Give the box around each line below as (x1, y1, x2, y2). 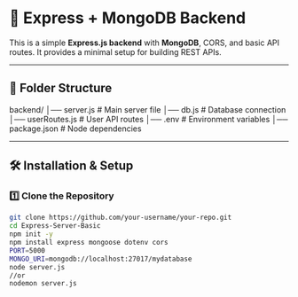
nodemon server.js (9, 279, 77, 288)
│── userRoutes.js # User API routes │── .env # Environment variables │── (9, 113, 288, 124)
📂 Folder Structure (9, 81, 113, 96)
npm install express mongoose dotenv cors (9, 238, 169, 247)
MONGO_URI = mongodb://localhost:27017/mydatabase (9, 254, 192, 263)
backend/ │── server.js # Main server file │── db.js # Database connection (9, 104, 286, 114)
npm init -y (9, 230, 53, 238)
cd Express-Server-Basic (9, 222, 101, 231)
